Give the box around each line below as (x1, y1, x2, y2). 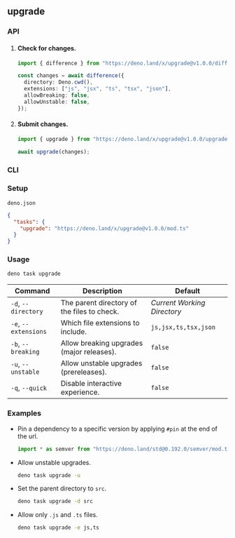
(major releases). (60, 347, 117, 357)
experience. (60, 387, 100, 397)
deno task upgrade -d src (17, 498, 93, 505)
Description (83, 286, 122, 296)
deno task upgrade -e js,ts (17, 524, 99, 532)
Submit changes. (17, 120, 69, 128)
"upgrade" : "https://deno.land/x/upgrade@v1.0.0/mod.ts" (20, 224, 190, 232)
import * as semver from (17, 445, 90, 452)
